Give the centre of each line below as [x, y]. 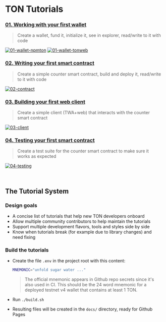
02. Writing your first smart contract [50, 63]
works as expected [37, 156]
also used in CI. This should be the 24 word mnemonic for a [86, 285]
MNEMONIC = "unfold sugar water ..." [49, 270]
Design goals [21, 205]
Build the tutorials [27, 250]
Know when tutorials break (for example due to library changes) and [82, 232]
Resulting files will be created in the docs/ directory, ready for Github [82, 309]
